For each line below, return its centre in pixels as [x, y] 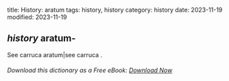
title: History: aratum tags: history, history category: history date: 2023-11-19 [115, 10]
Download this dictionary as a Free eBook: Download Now [90, 70]
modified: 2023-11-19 [37, 17]
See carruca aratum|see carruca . [55, 54]
